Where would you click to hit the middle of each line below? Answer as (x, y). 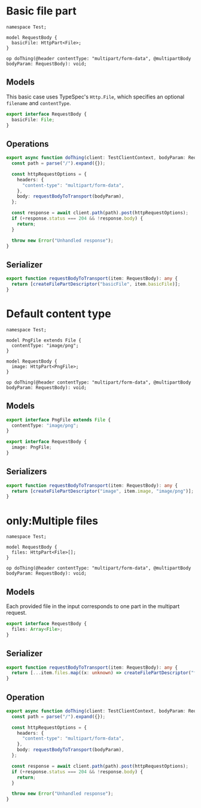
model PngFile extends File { (44, 340)
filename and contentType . (39, 103)
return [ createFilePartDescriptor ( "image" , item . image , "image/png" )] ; (103, 491)
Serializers (27, 472)
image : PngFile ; (32, 448)
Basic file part (41, 11)
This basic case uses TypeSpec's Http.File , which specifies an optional (95, 97)
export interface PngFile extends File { (59, 420)
